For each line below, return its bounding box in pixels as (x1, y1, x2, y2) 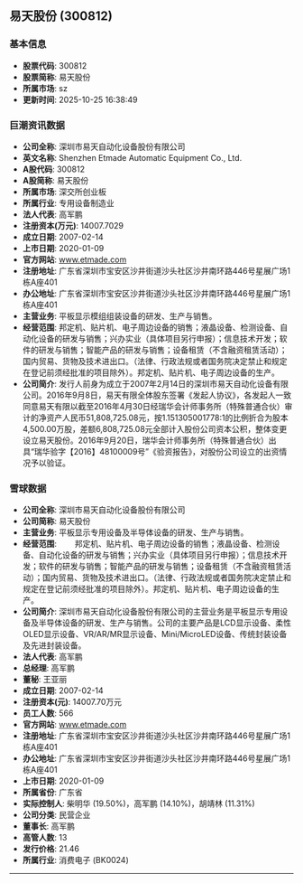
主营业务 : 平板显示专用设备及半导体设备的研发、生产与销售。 (22, 527, 249, 538)
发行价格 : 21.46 (22, 843, 79, 854)
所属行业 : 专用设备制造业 (22, 197, 115, 208)
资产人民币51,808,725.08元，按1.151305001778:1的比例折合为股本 (46, 412, 289, 423)
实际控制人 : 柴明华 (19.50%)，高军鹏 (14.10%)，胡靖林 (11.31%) (22, 798, 255, 809)
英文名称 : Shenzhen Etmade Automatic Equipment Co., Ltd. (22, 152, 243, 163)
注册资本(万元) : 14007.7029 (22, 220, 124, 230)
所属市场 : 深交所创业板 (22, 186, 106, 197)
